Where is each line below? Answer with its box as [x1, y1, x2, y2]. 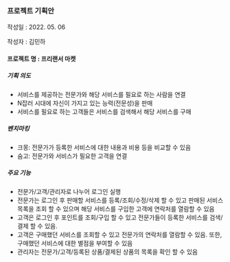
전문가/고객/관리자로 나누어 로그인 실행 [16, 187, 122, 195]
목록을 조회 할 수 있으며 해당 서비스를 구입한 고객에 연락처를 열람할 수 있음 [16, 204, 215, 212]
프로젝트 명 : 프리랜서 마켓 [7, 54, 76, 63]
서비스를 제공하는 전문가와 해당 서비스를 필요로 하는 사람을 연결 [16, 90, 186, 98]
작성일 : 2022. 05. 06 [7, 23, 66, 32]
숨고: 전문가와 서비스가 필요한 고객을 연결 [16, 151, 128, 160]
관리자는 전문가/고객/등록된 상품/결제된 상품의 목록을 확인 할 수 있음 [16, 248, 198, 256]
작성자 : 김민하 [7, 38, 46, 46]
